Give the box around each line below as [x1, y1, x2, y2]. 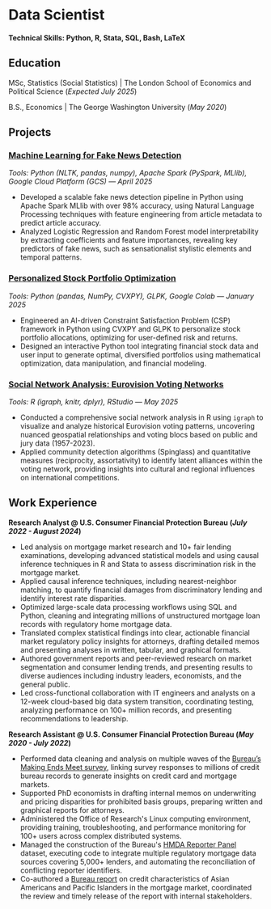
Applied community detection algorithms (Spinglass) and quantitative [19, 446, 251, 456]
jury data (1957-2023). [19, 438, 95, 448]
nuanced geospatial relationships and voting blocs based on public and [19, 429, 258, 439]
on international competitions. [19, 472, 120, 482]
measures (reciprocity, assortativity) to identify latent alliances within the [19, 455, 263, 465]
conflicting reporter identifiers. [19, 865, 123, 875]
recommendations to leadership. [19, 713, 129, 723]
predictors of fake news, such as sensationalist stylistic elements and [19, 244, 252, 254]
